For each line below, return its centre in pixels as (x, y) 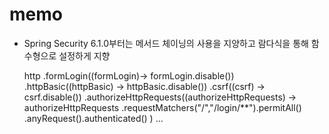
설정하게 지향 (84, 55)
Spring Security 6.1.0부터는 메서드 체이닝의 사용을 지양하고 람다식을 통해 (166, 43)
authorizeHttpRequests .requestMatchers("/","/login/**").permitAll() (162, 107)
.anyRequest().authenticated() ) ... (93, 118)
